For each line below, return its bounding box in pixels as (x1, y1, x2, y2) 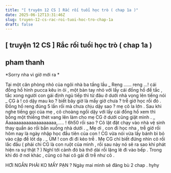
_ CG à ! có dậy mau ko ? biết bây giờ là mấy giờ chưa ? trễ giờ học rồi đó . (5, 98, 161, 104)
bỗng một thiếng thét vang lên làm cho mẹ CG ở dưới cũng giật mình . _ (5, 114, 155, 120)
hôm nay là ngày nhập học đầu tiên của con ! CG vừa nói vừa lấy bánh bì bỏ (5, 131, 165, 137)
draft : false (5, 21, 33, 27)
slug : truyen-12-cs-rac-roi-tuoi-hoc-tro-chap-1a (5, 17, 114, 22)
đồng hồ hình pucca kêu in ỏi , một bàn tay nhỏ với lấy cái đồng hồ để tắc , (5, 87, 163, 93)
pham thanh (5, 58, 45, 67)
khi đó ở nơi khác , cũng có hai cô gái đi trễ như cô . (5, 152, 115, 159)
